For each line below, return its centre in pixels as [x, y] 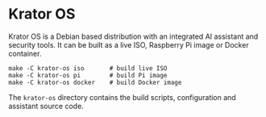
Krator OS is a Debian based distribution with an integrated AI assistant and [133, 36]
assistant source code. [46, 106]
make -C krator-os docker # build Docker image [95, 82]
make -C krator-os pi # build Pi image [88, 75]
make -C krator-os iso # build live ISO [88, 68]
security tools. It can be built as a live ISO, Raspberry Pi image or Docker [129, 44]
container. [25, 53]
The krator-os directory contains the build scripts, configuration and [122, 97]
